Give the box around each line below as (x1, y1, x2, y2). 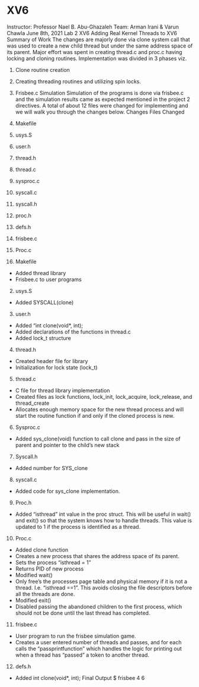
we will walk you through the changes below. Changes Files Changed (15, 108, 185, 115)
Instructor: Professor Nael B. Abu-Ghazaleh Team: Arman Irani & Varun (7, 23, 179, 30)
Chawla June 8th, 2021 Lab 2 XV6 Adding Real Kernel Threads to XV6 (7, 29, 177, 36)
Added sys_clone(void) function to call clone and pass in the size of (15, 435, 181, 442)
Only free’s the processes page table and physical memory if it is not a (15, 578, 188, 585)
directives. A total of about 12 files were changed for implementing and (15, 102, 188, 109)
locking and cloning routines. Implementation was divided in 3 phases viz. (7, 55, 187, 62)
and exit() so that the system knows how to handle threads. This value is (15, 516, 192, 524)
